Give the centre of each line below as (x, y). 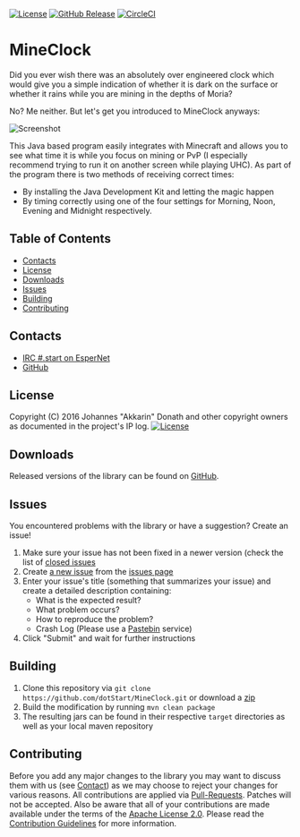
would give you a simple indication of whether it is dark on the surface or (144, 84)
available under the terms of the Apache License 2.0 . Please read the (137, 814)
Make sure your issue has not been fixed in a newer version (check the (153, 552)
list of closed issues (59, 562)
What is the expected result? (88, 600)
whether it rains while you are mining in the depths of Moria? (121, 93)
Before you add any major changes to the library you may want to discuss (145, 775)
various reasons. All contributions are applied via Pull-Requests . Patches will (150, 794)
